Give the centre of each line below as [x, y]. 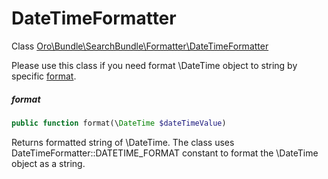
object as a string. [48, 163]
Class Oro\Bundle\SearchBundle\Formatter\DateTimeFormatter [140, 46]
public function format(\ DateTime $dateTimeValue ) [119, 123]
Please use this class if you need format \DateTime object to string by [154, 65]
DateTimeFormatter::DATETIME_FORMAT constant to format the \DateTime [165, 153]
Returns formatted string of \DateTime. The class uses [123, 142]
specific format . [44, 76]
